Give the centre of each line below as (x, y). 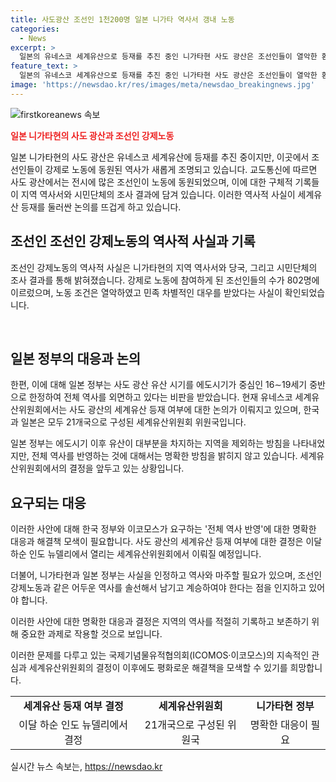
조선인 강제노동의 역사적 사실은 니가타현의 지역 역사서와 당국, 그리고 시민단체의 (164, 267)
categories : (35, 29)
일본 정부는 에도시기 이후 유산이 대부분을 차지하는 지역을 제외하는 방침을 (150, 443)
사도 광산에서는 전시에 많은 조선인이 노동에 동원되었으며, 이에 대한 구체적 (151, 182)
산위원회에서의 (39, 468)
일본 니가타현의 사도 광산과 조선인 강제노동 (92, 135)
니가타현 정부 (285, 706)
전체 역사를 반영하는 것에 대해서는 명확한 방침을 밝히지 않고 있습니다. (164, 456)
